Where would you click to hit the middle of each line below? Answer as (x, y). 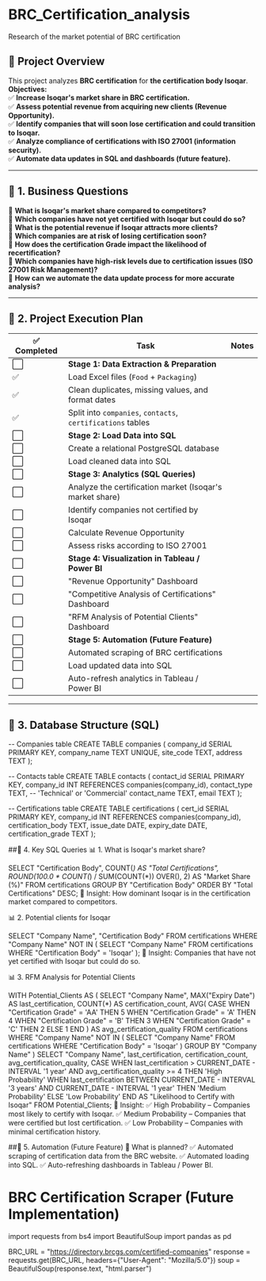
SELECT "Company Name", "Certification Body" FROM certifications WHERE (133, 936)
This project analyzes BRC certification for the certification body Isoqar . (128, 80)
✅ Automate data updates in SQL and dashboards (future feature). (120, 158)
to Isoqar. (24, 132)
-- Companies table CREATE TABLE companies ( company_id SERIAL (120, 744)
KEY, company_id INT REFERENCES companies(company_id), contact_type (131, 785)
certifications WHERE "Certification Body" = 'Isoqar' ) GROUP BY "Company (133, 1046)
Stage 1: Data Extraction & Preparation (142, 364)
